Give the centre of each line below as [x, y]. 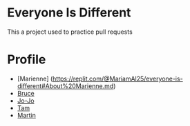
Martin [27, 115]
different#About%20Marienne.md [65, 86]
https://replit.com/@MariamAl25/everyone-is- [118, 78]
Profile [27, 60]
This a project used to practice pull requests [70, 32]
